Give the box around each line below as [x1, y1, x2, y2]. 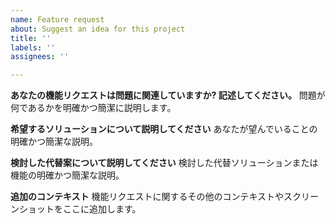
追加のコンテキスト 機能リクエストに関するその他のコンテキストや [10, 191, 285, 203]
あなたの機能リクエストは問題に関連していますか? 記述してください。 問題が [10, 89, 326, 101]
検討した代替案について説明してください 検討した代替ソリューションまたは [10, 157, 319, 169]
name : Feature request [10, 14, 105, 25]
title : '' [10, 33, 52, 43]
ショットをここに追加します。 [18, 203, 142, 215]
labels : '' [10, 42, 56, 53]
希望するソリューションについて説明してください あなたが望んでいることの [10, 123, 318, 135]
